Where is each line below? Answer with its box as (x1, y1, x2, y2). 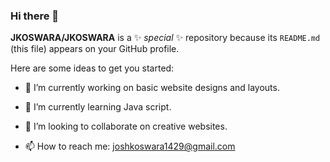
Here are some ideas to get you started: (10, 62, 175, 74)
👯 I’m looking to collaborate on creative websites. (24, 120, 228, 133)
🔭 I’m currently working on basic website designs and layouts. (24, 82, 280, 94)
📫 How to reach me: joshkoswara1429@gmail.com (24, 140, 236, 153)
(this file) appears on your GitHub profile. (10, 43, 180, 55)
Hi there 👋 (10, 9, 60, 23)
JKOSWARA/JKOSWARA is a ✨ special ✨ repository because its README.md (10, 32, 321, 44)
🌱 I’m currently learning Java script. (24, 101, 172, 113)
